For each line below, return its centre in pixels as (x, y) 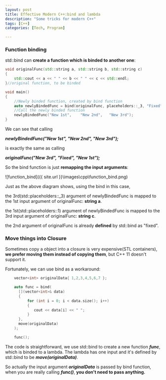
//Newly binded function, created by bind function (68, 101)
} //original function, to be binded (43, 83)
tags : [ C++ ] (17, 23)
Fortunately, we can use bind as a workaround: (53, 269)
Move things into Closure (36, 238)
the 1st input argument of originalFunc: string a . (54, 201)
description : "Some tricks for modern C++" (51, 19)
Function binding (26, 50)
